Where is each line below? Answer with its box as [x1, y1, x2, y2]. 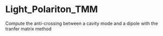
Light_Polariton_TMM [5, 4, 98, 15]
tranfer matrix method [5, 25, 52, 31]
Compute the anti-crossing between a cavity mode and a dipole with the [5, 20, 158, 26]
